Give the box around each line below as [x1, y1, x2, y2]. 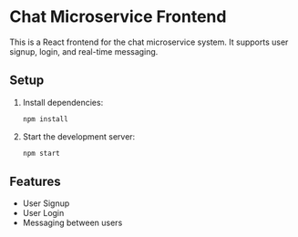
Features [9, 173, 61, 189]
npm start [22, 149, 61, 158]
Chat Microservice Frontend [9, 6, 227, 27]
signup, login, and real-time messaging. [9, 46, 159, 57]
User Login [22, 208, 65, 219]
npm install [22, 114, 68, 124]
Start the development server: [22, 130, 136, 142]
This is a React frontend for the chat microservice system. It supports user [9, 36, 289, 47]
